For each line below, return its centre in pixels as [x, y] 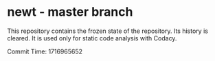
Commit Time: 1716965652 [45, 51]
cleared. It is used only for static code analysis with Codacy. [92, 38]
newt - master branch [70, 12]
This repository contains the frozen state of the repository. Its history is [107, 31]
